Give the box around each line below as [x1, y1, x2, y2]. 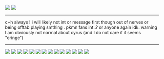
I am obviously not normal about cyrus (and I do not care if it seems [5, 30, 141, 35]
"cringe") [5, 35, 23, 40]
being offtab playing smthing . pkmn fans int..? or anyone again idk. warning [5, 24, 158, 30]
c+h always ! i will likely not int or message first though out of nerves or [5, 20, 149, 25]
